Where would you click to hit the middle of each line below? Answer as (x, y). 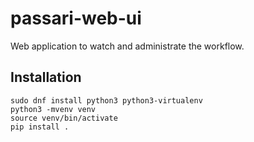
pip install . (40, 127)
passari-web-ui (76, 18)
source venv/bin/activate (64, 118)
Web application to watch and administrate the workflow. (127, 46)
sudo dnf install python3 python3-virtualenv (106, 100)
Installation (46, 77)
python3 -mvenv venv (53, 109)
